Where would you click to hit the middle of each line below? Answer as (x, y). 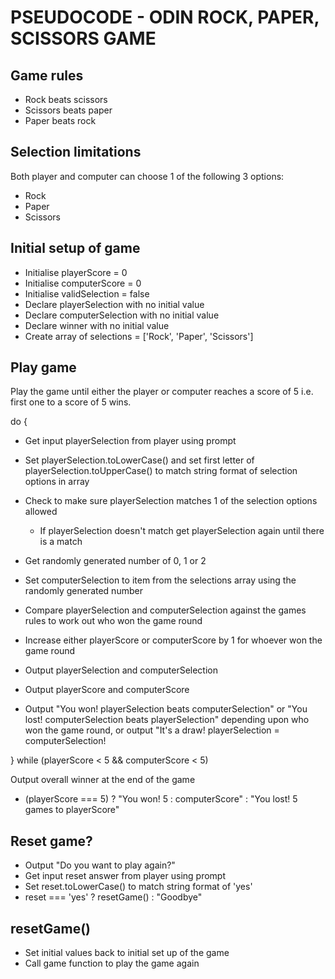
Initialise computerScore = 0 (83, 283)
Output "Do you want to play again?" (100, 865)
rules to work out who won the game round (113, 621)
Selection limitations (76, 152)
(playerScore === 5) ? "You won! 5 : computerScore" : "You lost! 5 (161, 799)
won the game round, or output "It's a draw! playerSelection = (152, 730)
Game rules (47, 75)
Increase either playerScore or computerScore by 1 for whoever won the (173, 640)
